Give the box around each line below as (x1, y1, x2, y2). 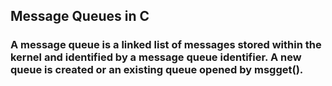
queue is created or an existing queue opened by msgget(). (10, 63, 304, 77)
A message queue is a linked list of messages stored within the (10, 38, 322, 52)
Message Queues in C (10, 8, 150, 25)
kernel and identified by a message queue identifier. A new (10, 50, 302, 64)
